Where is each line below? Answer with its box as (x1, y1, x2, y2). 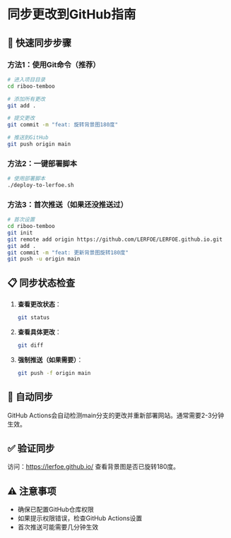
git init (7, 229, 33, 237)
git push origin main (7, 141, 71, 148)
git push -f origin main (17, 369, 91, 376)
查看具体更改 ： (17, 328, 61, 336)
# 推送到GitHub (7, 134, 49, 141)
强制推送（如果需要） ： (17, 355, 83, 364)
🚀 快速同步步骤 (7, 37, 72, 49)
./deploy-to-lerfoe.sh (7, 181, 74, 189)
